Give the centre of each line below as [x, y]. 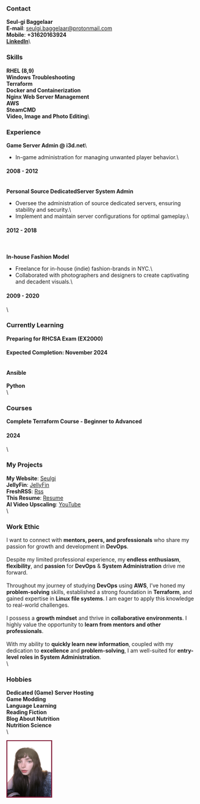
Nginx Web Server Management [48, 97]
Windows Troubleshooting [41, 77]
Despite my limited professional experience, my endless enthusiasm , [94, 560]
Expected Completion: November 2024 [57, 353]
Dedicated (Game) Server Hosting [50, 693]
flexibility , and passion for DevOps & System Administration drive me [96, 566]
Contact [19, 9]
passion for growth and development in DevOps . [67, 547]
